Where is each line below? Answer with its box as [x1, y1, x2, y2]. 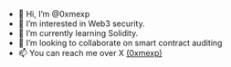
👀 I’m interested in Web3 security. [17, 18, 145, 29]
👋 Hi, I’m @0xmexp [17, 9, 90, 19]
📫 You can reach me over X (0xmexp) [17, 48, 163, 58]
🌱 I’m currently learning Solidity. [17, 28, 139, 38]
